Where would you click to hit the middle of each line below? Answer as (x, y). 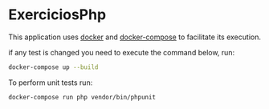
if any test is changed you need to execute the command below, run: (122, 52)
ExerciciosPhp (57, 15)
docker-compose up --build (53, 67)
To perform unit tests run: (51, 83)
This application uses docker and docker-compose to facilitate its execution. (134, 37)
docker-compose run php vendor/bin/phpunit (82, 97)
